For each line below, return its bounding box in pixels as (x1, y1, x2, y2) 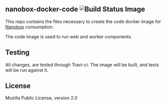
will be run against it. (5, 67, 49, 73)
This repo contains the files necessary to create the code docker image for (5, 18, 161, 24)
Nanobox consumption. (5, 24, 54, 30)
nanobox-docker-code (5, 5, 78, 14)
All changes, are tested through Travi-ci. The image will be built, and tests (5, 62, 159, 68)
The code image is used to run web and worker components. (5, 33, 133, 39)
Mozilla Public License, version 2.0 (5, 95, 77, 101)
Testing (5, 48, 30, 57)
